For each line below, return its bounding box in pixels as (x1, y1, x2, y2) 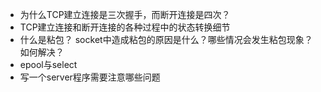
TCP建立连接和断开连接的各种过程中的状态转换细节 (19, 21, 231, 33)
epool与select (19, 59, 78, 70)
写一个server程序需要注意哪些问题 (19, 71, 161, 83)
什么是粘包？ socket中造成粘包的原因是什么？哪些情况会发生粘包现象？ (19, 34, 313, 45)
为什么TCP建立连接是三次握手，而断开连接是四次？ (19, 9, 231, 20)
